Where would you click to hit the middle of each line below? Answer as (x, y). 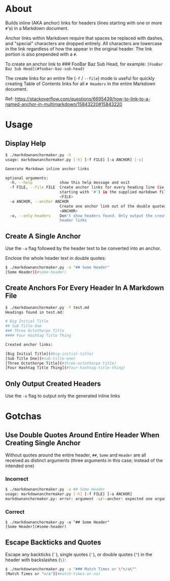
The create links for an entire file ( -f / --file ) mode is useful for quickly (80, 78)
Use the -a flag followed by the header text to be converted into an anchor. (83, 248)
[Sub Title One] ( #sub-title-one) (40, 358)
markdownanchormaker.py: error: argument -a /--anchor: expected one (79, 499)
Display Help (26, 143)
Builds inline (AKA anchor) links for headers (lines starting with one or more (84, 23)
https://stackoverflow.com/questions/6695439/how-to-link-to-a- (83, 99)
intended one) (20, 466)
